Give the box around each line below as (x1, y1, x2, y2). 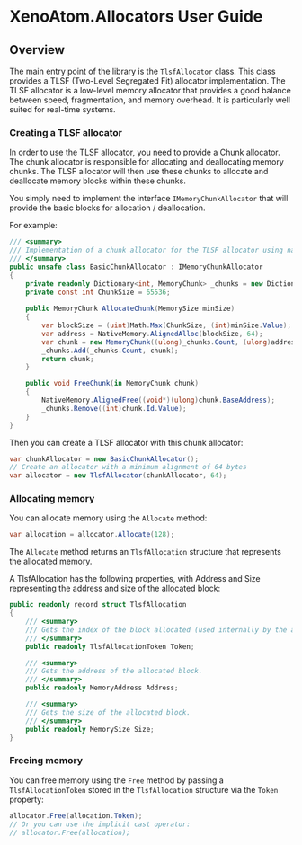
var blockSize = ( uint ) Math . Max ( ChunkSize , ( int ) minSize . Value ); (41, 321, 292, 330)
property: (9, 794, 44, 805)
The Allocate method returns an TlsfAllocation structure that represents (9, 547, 281, 557)
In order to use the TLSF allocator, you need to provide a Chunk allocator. (9, 147, 280, 158)
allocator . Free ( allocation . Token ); (9, 811, 143, 820)
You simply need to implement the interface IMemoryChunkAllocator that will (9, 193, 289, 204)
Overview (9, 42, 66, 58)
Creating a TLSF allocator (9, 126, 123, 138)
